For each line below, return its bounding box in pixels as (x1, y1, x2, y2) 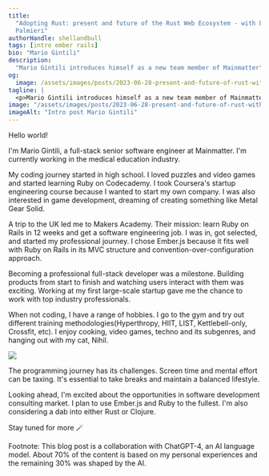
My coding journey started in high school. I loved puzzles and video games (8, 170, 256, 179)
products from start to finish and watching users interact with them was (8, 278, 244, 286)
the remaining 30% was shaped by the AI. (8, 458, 147, 468)
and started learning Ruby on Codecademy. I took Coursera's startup (8, 178, 236, 188)
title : (8, 11, 30, 20)
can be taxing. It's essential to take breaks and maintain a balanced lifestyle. (8, 374, 260, 384)
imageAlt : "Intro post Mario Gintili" (8, 109, 138, 117)
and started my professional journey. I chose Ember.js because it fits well (8, 237, 250, 246)
